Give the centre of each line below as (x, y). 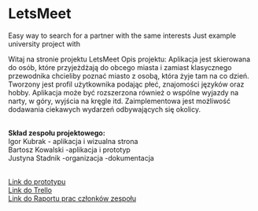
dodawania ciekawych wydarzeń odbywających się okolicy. (105, 109)
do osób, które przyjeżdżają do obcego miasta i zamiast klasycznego (120, 67)
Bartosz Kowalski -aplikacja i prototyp (70, 150)
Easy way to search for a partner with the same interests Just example (122, 35)
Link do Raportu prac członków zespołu (72, 198)
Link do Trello (30, 190)
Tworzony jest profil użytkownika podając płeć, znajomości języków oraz (126, 84)
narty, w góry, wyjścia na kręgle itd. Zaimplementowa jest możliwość (119, 101)
